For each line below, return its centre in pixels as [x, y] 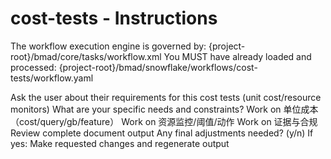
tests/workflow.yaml [52, 78]
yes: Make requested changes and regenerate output [120, 143]
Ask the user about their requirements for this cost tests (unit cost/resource [166, 97]
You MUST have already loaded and [237, 56]
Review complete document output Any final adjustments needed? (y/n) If [162, 133]
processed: [33, 67]
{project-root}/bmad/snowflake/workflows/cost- [158, 67]
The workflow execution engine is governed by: [108, 46]
